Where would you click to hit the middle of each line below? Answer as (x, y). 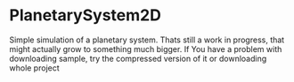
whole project (34, 68)
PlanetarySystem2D (86, 15)
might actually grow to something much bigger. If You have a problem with (146, 48)
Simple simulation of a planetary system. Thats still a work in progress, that (147, 40)
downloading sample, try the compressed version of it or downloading (138, 58)
